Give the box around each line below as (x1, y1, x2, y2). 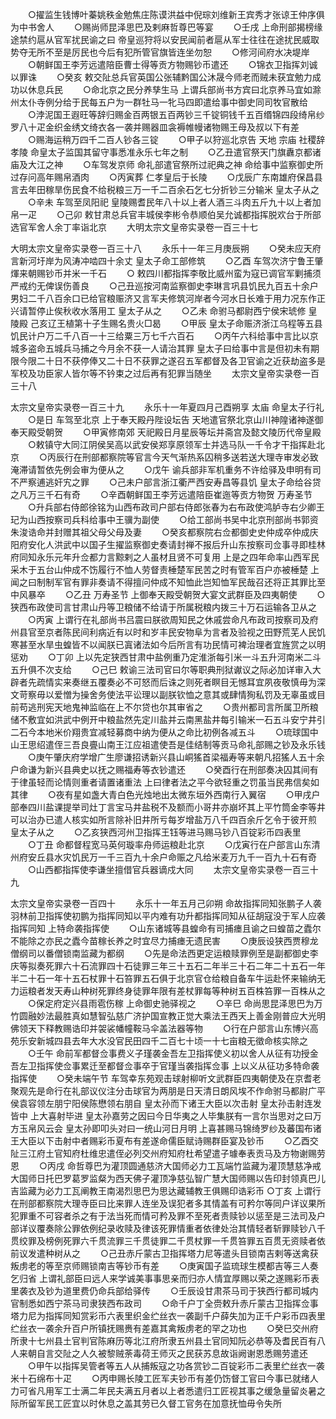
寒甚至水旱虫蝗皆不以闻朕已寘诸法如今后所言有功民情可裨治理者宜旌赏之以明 (10, 639, 326, 650)
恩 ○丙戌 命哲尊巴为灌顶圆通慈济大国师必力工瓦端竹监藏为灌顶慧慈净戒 (10, 1160, 322, 1172)
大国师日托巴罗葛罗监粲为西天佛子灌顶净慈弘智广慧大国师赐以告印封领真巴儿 (10, 1173, 326, 1184)
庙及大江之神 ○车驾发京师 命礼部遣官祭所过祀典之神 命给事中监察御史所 (10, 159, 324, 170)
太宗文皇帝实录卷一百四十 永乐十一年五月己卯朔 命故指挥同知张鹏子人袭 (10, 898, 322, 909)
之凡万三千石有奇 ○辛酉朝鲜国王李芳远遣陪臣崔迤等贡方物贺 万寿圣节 (10, 489, 313, 500)
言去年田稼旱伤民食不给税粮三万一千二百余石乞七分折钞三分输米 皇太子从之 (10, 184, 320, 195)
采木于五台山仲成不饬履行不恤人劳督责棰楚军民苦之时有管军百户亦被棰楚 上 (10, 564, 320, 575)
